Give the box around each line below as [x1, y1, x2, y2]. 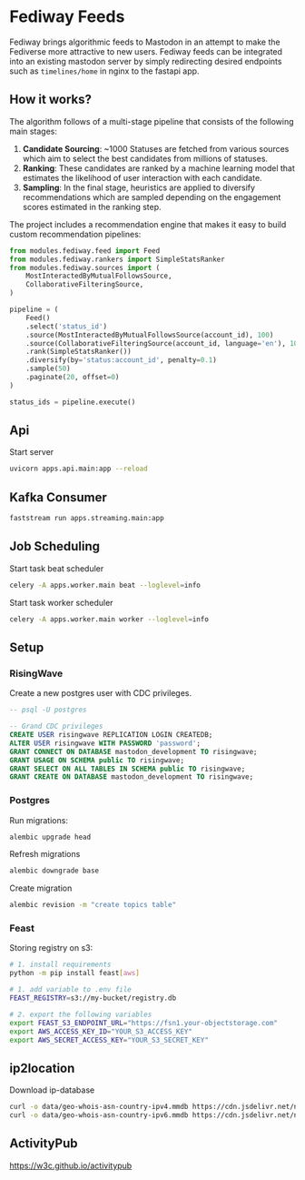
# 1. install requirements [9, 960, 112, 970]
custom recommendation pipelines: [9, 228, 142, 239]
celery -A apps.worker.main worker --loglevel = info [9, 614, 209, 624]
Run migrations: [9, 814, 68, 825]
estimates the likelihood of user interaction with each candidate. [22, 172, 262, 183]
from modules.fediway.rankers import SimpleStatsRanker [9, 255, 225, 264]
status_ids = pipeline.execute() [9, 398, 136, 407]
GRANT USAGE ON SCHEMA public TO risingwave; [9, 755, 184, 765]
